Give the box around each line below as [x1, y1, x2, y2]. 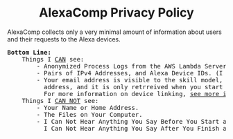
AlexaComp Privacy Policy [39, 5, 194, 21]
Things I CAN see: [21, 55, 85, 63]
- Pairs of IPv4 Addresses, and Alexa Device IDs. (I [36, 69, 223, 77]
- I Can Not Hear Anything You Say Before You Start [36, 118, 220, 125]
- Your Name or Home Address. [36, 104, 139, 111]
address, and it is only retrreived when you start [44, 83, 223, 91]
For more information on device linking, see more [44, 90, 220, 98]
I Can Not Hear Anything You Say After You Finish [44, 124, 220, 132]
